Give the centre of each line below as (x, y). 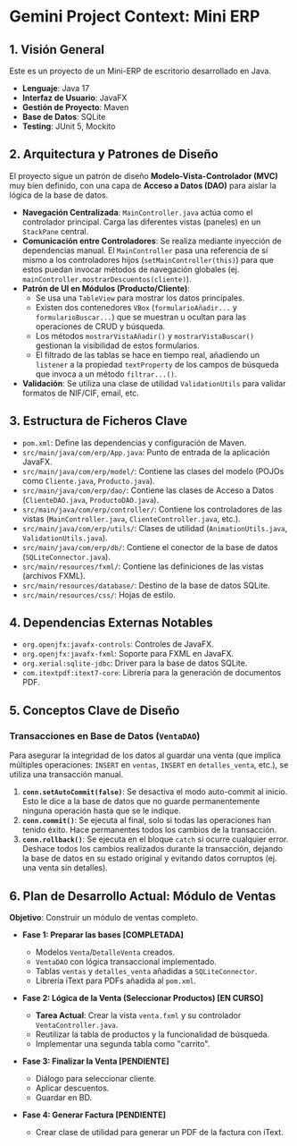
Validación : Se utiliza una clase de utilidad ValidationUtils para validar (154, 383)
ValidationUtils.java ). (65, 538)
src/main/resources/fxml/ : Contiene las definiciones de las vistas (143, 566)
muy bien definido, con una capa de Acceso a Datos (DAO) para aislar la (143, 185)
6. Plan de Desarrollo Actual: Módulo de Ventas (143, 896)
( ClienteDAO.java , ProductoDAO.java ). (90, 499)
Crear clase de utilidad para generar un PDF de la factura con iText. (159, 1132)
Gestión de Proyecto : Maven (75, 107)
